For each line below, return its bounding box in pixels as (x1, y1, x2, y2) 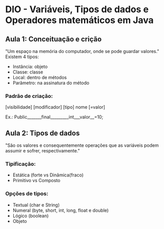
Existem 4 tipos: (5, 54, 39, 60)
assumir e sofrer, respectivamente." (5, 148, 80, 154)
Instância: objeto (12, 64, 48, 69)
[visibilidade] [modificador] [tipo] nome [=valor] (5, 104, 105, 110)
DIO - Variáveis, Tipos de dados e (5, 4, 149, 15)
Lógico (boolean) (12, 213, 49, 219)
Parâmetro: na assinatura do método (12, 80, 90, 86)
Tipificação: (5, 161, 36, 168)
